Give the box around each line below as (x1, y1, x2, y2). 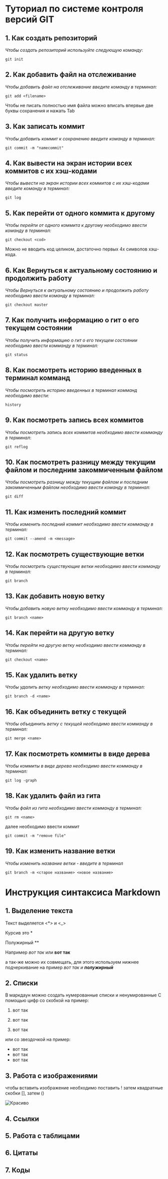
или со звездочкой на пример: (5, 1037, 71, 1043)
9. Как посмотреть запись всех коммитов (5, 416, 144, 425)
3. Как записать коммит (5, 122, 85, 131)
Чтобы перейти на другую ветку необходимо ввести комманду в (5, 642, 145, 648)
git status (5, 352, 28, 357)
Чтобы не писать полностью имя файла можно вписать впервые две (5, 102, 154, 108)
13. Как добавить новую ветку (5, 592, 105, 601)
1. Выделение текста (5, 906, 73, 915)
